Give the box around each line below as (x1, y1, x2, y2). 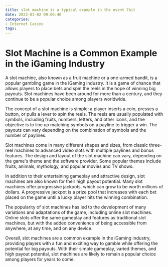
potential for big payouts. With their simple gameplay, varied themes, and (5, 246, 156, 252)
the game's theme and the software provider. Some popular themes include (5, 158, 161, 164)
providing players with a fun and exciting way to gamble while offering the (5, 240, 158, 246)
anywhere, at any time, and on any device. (5, 225, 93, 231)
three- (148, 142, 162, 148)
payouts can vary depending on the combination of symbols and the (5, 127, 146, 133)
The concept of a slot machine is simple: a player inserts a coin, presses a (5, 106, 158, 112)
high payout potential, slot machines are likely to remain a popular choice (5, 251, 156, 257)
